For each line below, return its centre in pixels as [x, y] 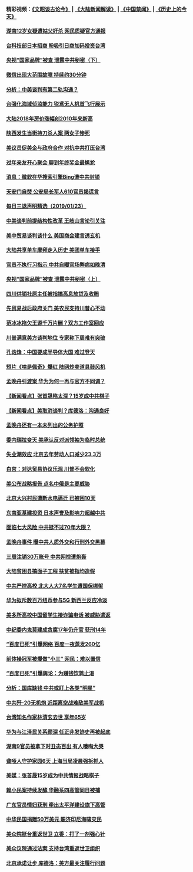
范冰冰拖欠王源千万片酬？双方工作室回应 [55, 323]
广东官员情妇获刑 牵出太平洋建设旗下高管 [56, 805]
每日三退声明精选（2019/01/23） [46, 206]
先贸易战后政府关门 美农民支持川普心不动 [56, 308]
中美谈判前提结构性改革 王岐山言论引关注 [56, 221]
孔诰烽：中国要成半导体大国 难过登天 [51, 352]
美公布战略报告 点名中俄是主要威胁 [48, 483]
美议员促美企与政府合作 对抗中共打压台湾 [56, 147]
